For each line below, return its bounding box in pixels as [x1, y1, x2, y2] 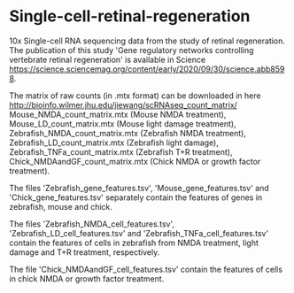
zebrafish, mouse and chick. [9, 201, 113, 212]
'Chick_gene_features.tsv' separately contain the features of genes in [9, 192, 263, 203]
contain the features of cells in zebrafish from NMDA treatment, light [9, 237, 259, 248]
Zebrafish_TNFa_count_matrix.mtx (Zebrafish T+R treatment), [9, 146, 233, 157]
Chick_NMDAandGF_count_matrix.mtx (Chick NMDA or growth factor [9, 156, 261, 166]
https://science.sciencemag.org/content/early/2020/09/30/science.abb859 [9, 64, 285, 74]
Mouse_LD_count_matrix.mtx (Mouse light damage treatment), [9, 118, 236, 129]
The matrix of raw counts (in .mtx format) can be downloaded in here [9, 90, 261, 101]
